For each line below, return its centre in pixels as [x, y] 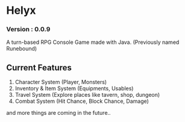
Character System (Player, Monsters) [61, 82]
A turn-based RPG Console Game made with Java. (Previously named [93, 42]
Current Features [39, 68]
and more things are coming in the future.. [58, 113]
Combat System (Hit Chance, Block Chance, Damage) [82, 101]
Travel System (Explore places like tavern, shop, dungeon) [87, 95]
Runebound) [22, 49]
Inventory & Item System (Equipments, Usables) [74, 88]
